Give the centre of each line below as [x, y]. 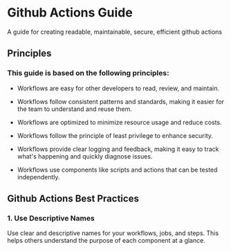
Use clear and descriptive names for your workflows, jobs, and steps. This [113, 233]
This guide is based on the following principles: [88, 73]
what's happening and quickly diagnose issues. [85, 156]
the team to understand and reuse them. [75, 109]
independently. [38, 177]
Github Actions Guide [70, 13]
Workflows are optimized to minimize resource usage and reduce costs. [120, 122]
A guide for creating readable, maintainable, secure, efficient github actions [115, 32]
